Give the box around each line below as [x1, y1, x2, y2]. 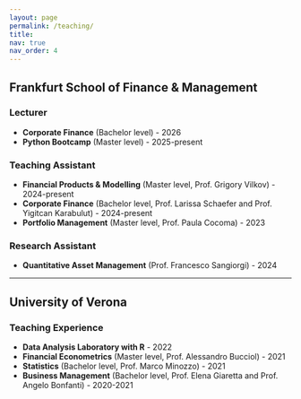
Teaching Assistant [9, 159, 96, 171]
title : [9, 30, 34, 39]
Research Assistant [9, 239, 97, 252]
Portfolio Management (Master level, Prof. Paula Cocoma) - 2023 [21, 217, 266, 229]
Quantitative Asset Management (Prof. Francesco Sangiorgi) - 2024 [21, 260, 278, 271]
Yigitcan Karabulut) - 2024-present [21, 208, 153, 219]
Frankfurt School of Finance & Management [9, 80, 258, 95]
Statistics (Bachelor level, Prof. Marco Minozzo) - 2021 [21, 360, 226, 372]
